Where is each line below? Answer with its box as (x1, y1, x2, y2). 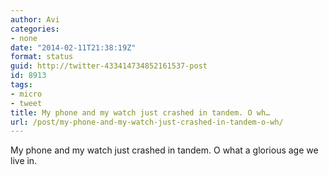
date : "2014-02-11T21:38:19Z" (10, 42, 137, 53)
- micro (10, 89, 43, 99)
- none (10, 33, 38, 43)
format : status (10, 52, 74, 62)
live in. (10, 155, 38, 167)
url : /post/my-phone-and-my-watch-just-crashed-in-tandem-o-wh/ (10, 117, 284, 127)
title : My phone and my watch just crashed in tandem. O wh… (10, 107, 271, 118)
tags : (10, 80, 33, 90)
